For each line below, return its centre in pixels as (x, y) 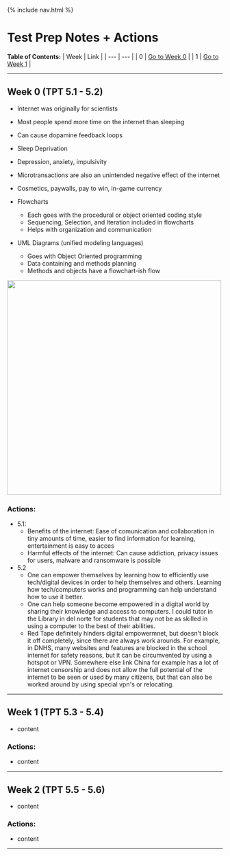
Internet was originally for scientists (67, 108)
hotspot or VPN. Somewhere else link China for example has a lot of (123, 662)
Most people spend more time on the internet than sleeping (101, 122)
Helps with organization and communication (89, 229)
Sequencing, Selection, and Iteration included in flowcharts (111, 222)
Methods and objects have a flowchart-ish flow (94, 270)
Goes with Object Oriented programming (85, 256)
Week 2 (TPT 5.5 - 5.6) (56, 790)
